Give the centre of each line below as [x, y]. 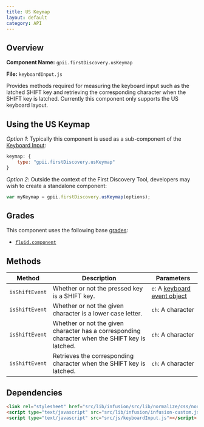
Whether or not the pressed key [98, 289]
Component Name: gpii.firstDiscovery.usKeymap [70, 62]
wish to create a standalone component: [57, 186]
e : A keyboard [171, 289]
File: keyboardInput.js [34, 74]
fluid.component [36, 243]
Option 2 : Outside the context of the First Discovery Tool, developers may [98, 179]
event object [169, 296]
